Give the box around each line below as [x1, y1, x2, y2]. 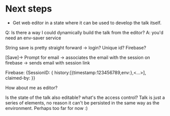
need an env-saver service [5, 35, 61, 41]
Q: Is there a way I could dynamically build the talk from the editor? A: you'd [5, 29, 164, 35]
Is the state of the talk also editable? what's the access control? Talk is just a [5, 94, 165, 100]
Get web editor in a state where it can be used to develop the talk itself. [12, 20, 161, 26]
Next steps [5, 3, 52, 15]
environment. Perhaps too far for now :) [5, 105, 88, 111]
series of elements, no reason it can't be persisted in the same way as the [5, 99, 160, 106]
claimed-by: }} [5, 75, 36, 81]
